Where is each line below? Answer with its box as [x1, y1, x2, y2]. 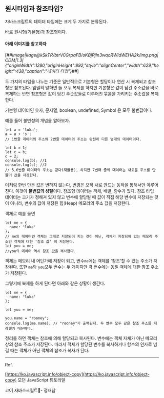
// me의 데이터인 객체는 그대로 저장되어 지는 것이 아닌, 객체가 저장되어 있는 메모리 [5, 234, 153, 239]
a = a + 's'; [5, 132, 32, 137]
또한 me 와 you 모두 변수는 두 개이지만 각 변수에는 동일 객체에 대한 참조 [19, 264, 150, 270]
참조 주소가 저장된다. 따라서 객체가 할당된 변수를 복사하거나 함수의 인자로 [14, 341, 152, 347]
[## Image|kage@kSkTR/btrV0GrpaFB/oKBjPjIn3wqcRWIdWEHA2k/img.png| [5, 52, 159, 58]
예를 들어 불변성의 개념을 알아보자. [5, 118, 70, 123]
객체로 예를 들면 [5, 211, 36, 217]
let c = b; [5, 150, 27, 155]
